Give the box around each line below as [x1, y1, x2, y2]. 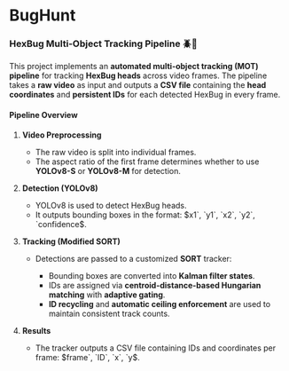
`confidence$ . [35, 218, 87, 229]
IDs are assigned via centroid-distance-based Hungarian [48, 280, 262, 290]
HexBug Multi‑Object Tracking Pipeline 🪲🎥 [9, 37, 198, 50]
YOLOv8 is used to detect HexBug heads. [35, 200, 187, 210]
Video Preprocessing [21, 130, 102, 140]
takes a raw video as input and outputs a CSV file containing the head [9, 80, 267, 91]
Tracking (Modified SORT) [21, 236, 121, 247]
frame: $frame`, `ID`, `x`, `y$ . [35, 351, 140, 362]
